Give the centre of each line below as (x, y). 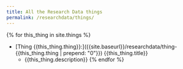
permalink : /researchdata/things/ (50, 18)
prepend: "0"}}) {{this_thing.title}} (106, 53)
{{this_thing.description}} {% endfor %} (74, 59)
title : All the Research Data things (54, 12)
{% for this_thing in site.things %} (49, 34)
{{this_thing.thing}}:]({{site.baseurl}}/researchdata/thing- (105, 47)
